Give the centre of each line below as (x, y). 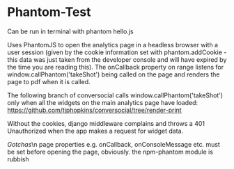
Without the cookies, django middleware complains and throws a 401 (106, 123)
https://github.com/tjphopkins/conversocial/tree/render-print (95, 110)
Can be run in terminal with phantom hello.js (70, 31)
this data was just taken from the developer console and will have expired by (117, 59)
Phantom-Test (49, 12)
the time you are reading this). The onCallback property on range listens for (116, 67)
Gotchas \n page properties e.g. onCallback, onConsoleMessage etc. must (114, 144)
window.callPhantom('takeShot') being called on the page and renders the (114, 74)
